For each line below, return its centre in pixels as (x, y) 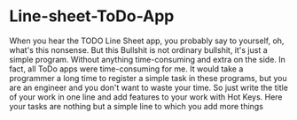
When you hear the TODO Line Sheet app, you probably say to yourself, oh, (147, 41)
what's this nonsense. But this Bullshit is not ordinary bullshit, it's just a (138, 49)
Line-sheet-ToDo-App (92, 16)
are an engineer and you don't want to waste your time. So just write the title (148, 87)
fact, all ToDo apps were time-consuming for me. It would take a (126, 69)
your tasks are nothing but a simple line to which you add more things (137, 106)
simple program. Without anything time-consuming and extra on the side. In (148, 59)
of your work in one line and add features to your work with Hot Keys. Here (146, 97)
